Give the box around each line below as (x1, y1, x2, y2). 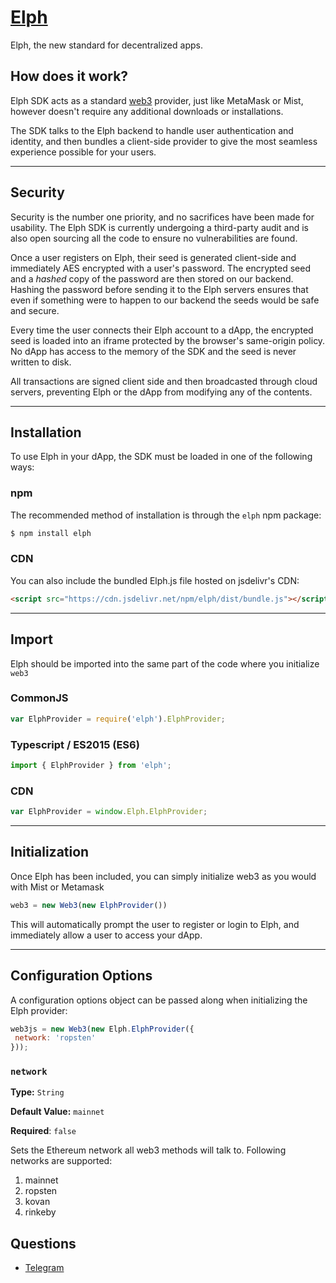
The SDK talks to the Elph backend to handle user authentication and (10, 124, 294, 136)
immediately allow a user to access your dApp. (10, 929, 203, 941)
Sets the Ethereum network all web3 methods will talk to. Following (10, 1144, 287, 1156)
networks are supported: (10, 1155, 113, 1167)
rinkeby (24, 1206, 57, 1218)
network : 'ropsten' (14, 1033, 97, 1043)
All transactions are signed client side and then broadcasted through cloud (10, 375, 318, 387)
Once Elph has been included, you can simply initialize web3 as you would (10, 870, 317, 882)
